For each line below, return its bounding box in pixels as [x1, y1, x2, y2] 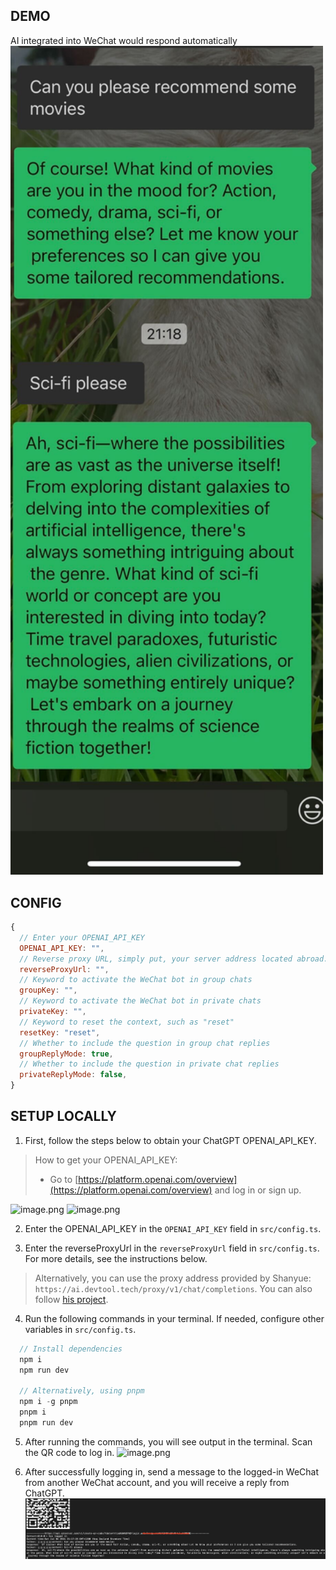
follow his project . [34, 1293, 109, 1305]
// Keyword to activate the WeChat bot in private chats [19, 996, 262, 1006]
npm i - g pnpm [19, 1397, 78, 1407]
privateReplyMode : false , [19, 1070, 128, 1080]
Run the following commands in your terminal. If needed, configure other [24, 1312, 325, 1324]
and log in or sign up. [214, 1184, 302, 1196]
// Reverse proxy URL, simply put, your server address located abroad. [19, 954, 329, 964]
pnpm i [19, 1407, 47, 1418]
